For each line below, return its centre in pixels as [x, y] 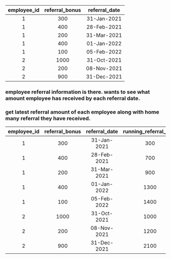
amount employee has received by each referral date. [73, 98]
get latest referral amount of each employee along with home [82, 112]
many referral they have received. [48, 118]
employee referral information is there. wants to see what [78, 92]
